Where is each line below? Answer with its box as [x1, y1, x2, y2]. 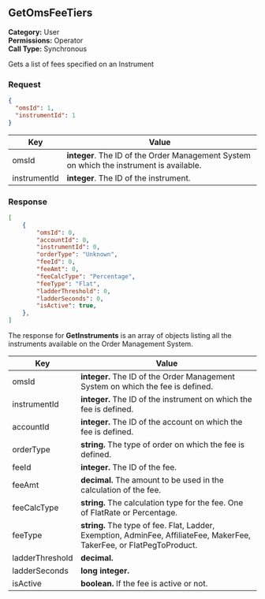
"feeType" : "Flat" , [36, 280, 101, 288]
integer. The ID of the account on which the [80, 417, 243, 428]
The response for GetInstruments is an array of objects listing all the [8, 331, 233, 340]
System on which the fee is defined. [80, 381, 214, 393]
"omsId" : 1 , [15, 104, 55, 112]
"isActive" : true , [36, 302, 97, 310]
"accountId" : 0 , [36, 236, 90, 244]
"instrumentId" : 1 [15, 111, 77, 119]
